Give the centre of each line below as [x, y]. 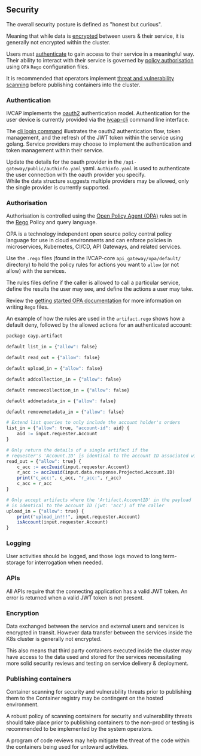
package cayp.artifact [34, 336]
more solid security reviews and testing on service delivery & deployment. [97, 663]
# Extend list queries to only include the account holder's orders [93, 423]
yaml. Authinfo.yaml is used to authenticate [136, 168]
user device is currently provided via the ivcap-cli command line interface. [98, 120]
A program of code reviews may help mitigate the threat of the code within [98, 740]
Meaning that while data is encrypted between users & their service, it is [95, 36]
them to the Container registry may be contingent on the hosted [85, 698]
